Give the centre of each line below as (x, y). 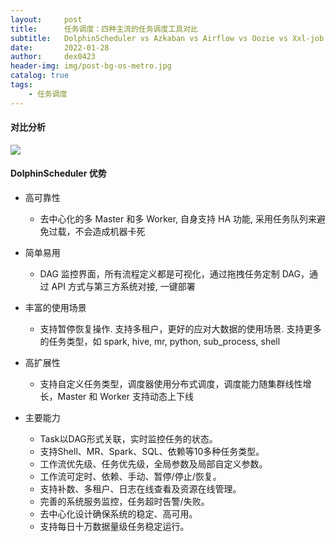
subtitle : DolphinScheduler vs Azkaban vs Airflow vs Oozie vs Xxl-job (167, 38)
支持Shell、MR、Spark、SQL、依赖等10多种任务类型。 (152, 452)
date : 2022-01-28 (60, 47)
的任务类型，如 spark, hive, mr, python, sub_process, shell (160, 342)
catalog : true (40, 76)
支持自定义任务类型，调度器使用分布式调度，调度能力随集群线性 (171, 384)
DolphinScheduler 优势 (58, 173)
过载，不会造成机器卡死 (97, 232)
